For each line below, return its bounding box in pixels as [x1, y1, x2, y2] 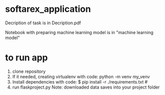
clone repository [12, 68, 46, 74]
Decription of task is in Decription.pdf [5, 20, 81, 26]
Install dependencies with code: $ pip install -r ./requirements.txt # [12, 79, 148, 85]
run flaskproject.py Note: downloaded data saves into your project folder [12, 84, 160, 90]
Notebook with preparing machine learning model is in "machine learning [5, 29, 154, 35]
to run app [5, 52, 48, 63]
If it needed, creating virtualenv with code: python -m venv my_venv [12, 73, 150, 80]
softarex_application [5, 3, 91, 15]
